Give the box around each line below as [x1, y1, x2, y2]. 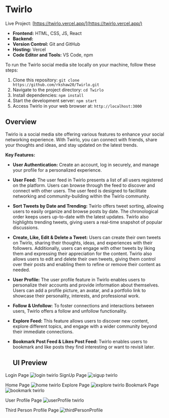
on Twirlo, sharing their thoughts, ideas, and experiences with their [12, 240, 153, 246]
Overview [5, 118, 37, 126]
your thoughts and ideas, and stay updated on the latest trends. [5, 142, 138, 148]
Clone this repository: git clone [12, 77, 80, 83]
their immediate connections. [12, 329, 74, 335]
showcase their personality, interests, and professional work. [12, 293, 140, 299]
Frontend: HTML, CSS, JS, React [12, 30, 82, 36]
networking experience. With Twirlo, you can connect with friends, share [5, 136, 157, 143]
